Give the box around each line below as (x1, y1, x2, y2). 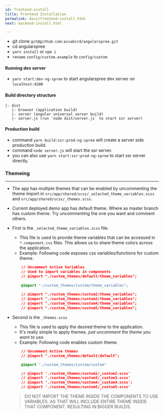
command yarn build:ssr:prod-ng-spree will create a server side (12, 137, 144, 143)
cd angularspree (12, 43, 45, 49)
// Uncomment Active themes (21, 349, 78, 354)
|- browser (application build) (11, 107, 78, 112)
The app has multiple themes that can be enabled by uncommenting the (12, 186, 157, 192)
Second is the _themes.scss (12, 314, 67, 320)
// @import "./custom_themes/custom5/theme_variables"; (21, 306, 137, 311)
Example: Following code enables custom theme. (19, 339, 118, 345)
